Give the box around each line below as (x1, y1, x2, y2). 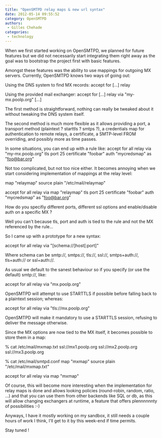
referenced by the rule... (5, 223, 53, 229)
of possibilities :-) (5, 403, 40, 409)
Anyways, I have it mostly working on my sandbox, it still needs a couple (5, 412, 149, 419)
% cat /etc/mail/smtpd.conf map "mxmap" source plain (5, 358, 115, 364)
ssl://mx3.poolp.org (5, 349, 44, 355)
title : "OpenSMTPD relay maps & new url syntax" (5, 7, 105, 12)
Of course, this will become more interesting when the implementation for (5, 383, 152, 388)
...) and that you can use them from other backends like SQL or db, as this (5, 393, 153, 399)
